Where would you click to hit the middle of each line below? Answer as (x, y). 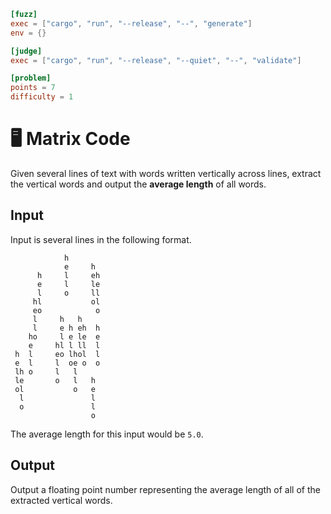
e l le (68, 284)
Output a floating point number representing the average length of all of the (165, 489)
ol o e (55, 389)
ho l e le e (64, 336)
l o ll (68, 293)
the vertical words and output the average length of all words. (138, 184)
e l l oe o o (57, 363)
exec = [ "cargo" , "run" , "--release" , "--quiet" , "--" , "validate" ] (156, 60)
